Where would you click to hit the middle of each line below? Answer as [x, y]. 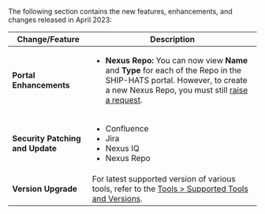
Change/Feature [49, 39]
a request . [124, 100]
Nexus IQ [122, 148]
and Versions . [118, 199]
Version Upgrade [45, 189]
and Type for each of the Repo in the [174, 70]
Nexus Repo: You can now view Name [177, 60]
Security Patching [47, 139]
